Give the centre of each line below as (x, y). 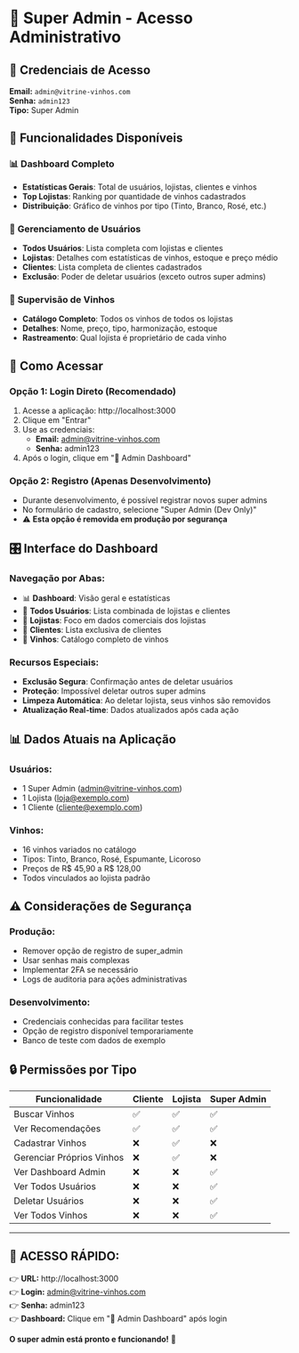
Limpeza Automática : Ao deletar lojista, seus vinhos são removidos (146, 701)
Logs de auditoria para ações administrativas (105, 979)
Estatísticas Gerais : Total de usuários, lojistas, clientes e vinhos (139, 187)
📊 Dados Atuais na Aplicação (93, 739)
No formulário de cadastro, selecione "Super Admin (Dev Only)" (139, 510)
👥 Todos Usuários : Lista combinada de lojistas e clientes (126, 611)
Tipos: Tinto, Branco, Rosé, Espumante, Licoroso (112, 859)
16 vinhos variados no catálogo (79, 850)
